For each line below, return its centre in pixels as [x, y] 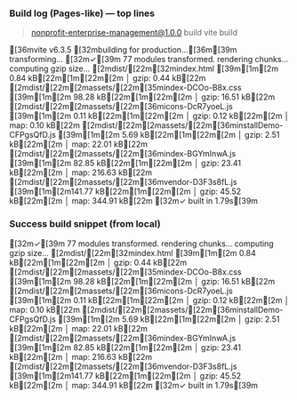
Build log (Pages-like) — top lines [82, 13]
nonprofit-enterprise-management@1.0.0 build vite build [134, 33]
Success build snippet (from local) [85, 224]
